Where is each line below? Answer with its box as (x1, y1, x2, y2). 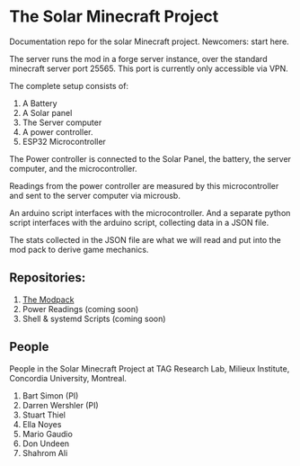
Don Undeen (22, 438, 70, 449)
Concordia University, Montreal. (9, 372, 128, 383)
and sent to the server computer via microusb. (9, 190, 181, 201)
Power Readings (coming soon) (22, 303, 139, 314)
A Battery (22, 97, 57, 109)
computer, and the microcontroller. (9, 163, 137, 174)
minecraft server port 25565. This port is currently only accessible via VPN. (9, 63, 289, 74)
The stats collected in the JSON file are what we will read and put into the (9, 234, 281, 245)
